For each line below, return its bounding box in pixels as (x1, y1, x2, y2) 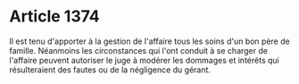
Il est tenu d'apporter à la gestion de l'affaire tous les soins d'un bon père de (9, 36, 290, 46)
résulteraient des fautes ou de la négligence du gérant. (9, 64, 212, 75)
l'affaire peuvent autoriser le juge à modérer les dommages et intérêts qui (9, 55, 279, 65)
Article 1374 (9, 6, 100, 27)
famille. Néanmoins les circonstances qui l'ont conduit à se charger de (9, 45, 268, 55)
